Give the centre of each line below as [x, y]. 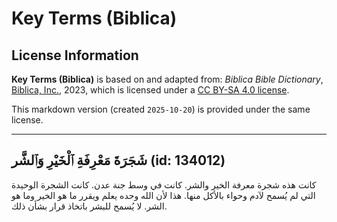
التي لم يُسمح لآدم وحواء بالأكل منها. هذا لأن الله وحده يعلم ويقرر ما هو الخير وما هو [163, 195]
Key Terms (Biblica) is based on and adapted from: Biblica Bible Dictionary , [167, 79]
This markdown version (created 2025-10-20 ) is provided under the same [161, 109]
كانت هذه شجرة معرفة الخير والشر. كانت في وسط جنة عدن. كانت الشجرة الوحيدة [164, 184]
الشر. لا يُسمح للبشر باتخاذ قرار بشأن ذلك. [89, 206]
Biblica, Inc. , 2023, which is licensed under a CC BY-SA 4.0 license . [150, 90]
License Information [75, 55]
